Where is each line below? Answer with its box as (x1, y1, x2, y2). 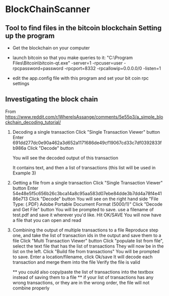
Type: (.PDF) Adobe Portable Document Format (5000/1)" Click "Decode (12, 201, 162, 207)
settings (12, 81, 30, 86)
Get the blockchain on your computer (12, 45, 90, 51)
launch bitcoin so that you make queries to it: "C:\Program (12, 54, 133, 61)
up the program (5, 31, 55, 40)
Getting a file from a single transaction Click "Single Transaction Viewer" (12, 180, 163, 186)
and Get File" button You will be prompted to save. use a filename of (12, 206, 154, 212)
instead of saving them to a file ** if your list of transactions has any (12, 274, 154, 280)
